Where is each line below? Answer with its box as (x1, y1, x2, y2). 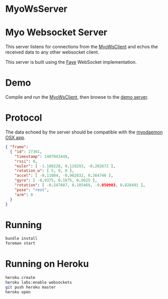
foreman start (5, 241, 36, 246)
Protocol (5, 112, 43, 124)
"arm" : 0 (14, 192, 33, 197)
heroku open (5, 289, 31, 294)
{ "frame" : (5, 144, 29, 149)
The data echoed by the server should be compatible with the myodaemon (5, 129, 163, 135)
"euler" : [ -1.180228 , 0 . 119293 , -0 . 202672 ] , (14, 163, 116, 169)
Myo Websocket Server (5, 27, 108, 39)
